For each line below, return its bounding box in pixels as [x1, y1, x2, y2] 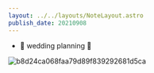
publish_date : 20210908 [8, 19, 87, 27]
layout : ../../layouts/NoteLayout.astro [8, 11, 144, 20]
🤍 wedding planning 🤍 [19, 40, 92, 50]
